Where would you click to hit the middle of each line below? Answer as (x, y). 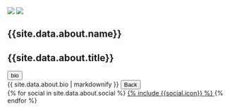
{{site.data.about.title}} (61, 58)
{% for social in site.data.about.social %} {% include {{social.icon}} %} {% (115, 93)
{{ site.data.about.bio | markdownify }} (63, 84)
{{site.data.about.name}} (65, 34)
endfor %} (22, 100)
